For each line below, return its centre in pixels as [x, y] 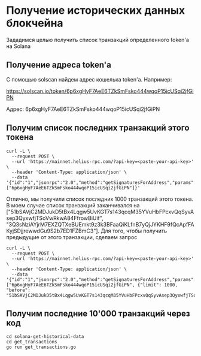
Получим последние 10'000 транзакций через [98, 313]
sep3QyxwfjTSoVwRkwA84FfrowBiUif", [55, 218]
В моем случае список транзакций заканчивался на [73, 205]
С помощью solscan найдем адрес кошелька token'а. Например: [89, 79]
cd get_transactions [32, 342]
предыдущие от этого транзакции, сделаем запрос [72, 237]
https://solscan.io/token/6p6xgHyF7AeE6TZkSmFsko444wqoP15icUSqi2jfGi [100, 91]
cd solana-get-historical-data [45, 337]
